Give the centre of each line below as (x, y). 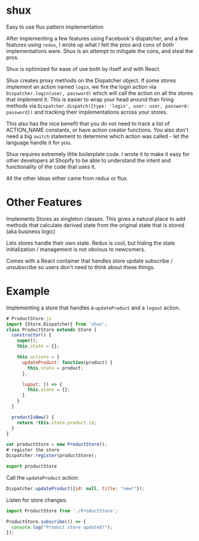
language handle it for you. (39, 142)
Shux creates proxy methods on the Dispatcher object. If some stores (91, 80)
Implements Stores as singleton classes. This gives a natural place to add (96, 218)
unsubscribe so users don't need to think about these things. (81, 267)
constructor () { (31, 335)
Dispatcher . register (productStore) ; (51, 456)
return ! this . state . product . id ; (57, 423)
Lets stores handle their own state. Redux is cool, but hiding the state (91, 243)
